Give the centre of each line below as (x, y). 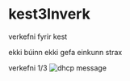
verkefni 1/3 (28, 68)
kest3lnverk (49, 14)
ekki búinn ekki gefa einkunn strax (65, 52)
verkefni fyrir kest (38, 36)
